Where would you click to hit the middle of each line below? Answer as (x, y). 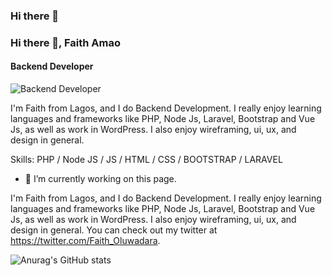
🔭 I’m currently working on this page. (100, 179)
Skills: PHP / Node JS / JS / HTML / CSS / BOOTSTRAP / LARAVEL (146, 160)
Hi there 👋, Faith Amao (65, 42)
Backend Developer (52, 66)
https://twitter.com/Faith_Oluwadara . (85, 241)
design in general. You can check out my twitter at (114, 230)
